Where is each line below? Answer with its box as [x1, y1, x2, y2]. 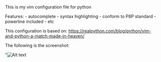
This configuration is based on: [5, 28, 67, 33]
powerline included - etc [5, 19, 55, 24]
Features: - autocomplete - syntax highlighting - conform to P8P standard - [5, 14, 156, 19]
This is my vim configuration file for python [5, 4, 92, 10]
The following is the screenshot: [5, 43, 70, 48]
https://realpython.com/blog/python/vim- [68, 28, 151, 33]
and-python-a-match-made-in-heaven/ [5, 33, 84, 39]
